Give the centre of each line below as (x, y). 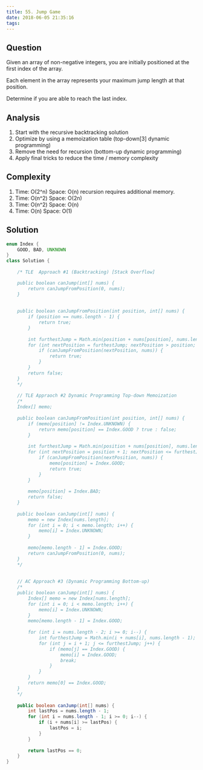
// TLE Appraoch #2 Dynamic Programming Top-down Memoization (97, 396)
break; (69, 660)
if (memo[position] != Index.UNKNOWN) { (79, 424)
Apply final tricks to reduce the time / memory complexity (87, 158)
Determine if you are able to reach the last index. (67, 99)
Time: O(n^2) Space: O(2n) (49, 198)
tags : (13, 23)
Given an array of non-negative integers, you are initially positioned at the (98, 62)
